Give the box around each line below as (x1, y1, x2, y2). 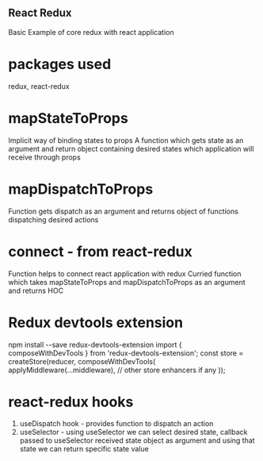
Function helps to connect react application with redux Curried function (8, 269, 242, 279)
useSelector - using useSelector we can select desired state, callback (19, 428, 248, 437)
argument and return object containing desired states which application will (8, 144, 254, 153)
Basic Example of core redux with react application (8, 27, 174, 36)
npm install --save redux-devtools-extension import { (8, 340, 182, 349)
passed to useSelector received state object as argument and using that (19, 436, 255, 445)
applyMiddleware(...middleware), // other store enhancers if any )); (8, 365, 226, 375)
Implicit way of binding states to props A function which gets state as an (8, 135, 244, 145)
